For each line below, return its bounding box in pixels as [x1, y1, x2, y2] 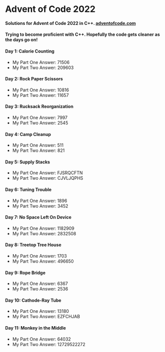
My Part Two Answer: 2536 [12, 286, 68, 292]
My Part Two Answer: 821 [12, 147, 65, 153]
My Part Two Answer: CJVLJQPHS [12, 175, 83, 181]
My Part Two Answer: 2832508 [12, 230, 76, 236]
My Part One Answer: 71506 [12, 59, 70, 65]
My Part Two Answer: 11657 [12, 92, 69, 98]
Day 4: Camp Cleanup [5, 131, 51, 137]
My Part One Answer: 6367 [12, 281, 68, 286]
